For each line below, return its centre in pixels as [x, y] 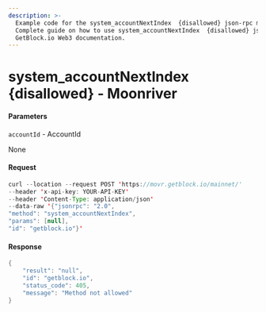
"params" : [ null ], [38, 221]
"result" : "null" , [53, 271]
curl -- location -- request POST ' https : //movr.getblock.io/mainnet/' [125, 184]
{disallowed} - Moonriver [93, 94]
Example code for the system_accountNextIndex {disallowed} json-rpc [134, 23]
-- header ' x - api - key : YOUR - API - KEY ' [68, 191]
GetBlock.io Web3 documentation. [70, 38]
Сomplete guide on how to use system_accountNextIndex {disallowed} [132, 30]
